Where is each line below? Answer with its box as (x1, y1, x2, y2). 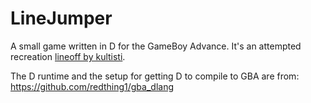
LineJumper (10, 7, 113, 30)
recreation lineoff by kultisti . (10, 50, 126, 62)
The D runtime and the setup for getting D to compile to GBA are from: (10, 70, 300, 82)
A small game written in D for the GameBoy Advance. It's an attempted (10, 40, 302, 52)
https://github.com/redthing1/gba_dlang (10, 80, 174, 92)
